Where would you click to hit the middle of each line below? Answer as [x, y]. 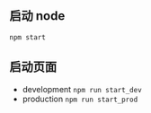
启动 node [37, 16]
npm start [28, 37]
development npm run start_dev [82, 89]
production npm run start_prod [80, 99]
